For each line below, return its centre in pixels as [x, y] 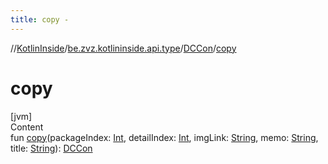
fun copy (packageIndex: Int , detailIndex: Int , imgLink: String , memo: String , [164, 137]
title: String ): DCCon [51, 148]
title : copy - [40, 19]
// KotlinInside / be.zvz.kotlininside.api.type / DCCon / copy [123, 48]
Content [27, 127]
